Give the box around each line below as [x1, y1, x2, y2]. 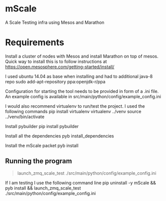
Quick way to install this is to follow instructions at [5, 58, 108, 65]
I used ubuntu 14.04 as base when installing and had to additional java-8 [5, 73, 153, 79]
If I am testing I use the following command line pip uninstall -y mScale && [5, 180, 156, 186]
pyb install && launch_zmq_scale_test [5, 185, 81, 191]
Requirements [5, 37, 64, 48]
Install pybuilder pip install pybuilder [5, 123, 79, 129]
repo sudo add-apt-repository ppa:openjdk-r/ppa [5, 78, 106, 84]
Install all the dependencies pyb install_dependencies [5, 133, 114, 139]
